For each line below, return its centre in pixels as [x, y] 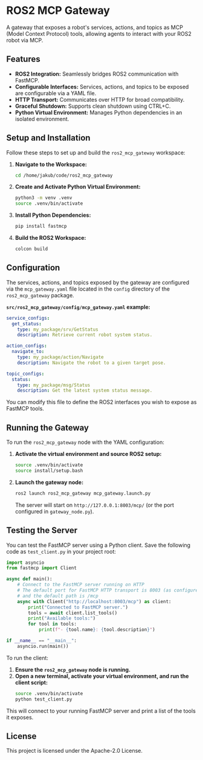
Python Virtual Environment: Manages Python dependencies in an [98, 112]
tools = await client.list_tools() [73, 613]
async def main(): [29, 579]
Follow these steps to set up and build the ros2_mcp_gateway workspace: [96, 153]
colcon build [31, 249]
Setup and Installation [48, 138]
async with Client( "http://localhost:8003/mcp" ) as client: [94, 601]
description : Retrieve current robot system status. [85, 335]
